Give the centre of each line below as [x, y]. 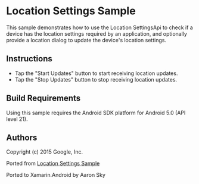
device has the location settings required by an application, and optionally [97, 33]
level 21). [17, 119]
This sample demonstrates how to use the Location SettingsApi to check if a [100, 27]
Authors [22, 137]
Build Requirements [43, 99]
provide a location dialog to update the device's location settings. [86, 40]
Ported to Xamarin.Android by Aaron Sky [56, 175]
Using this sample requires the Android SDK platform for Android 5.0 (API [96, 113]
